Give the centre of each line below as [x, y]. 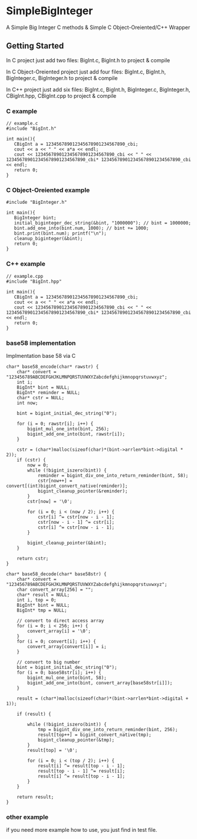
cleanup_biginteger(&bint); [48, 239]
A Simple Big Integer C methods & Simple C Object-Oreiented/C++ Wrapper [98, 27]
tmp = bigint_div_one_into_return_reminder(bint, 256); [108, 729]
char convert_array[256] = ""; [55, 590]
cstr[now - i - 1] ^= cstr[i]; [76, 522]
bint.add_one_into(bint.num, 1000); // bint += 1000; [81, 228]
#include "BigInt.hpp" [34, 281]
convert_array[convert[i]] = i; [67, 646]
